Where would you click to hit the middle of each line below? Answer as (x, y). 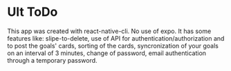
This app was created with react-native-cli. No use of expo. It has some (109, 31)
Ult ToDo (33, 12)
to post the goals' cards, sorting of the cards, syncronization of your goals (113, 45)
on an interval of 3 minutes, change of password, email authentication (107, 53)
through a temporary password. (53, 60)
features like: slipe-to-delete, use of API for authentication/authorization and (116, 38)
